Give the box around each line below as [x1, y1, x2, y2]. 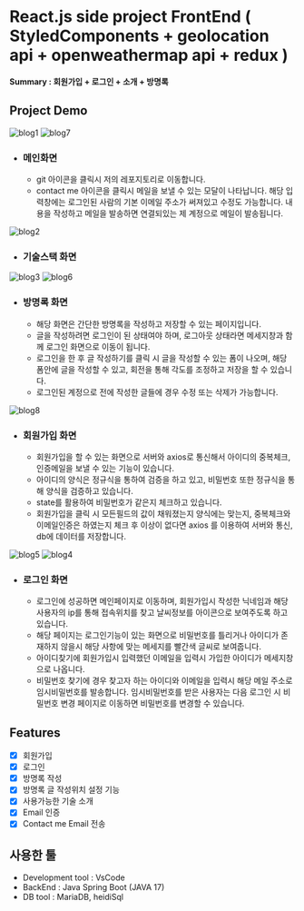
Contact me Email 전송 [22, 818, 106, 829]
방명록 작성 [22, 773, 63, 784]
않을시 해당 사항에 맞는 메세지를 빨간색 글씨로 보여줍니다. [60, 641, 261, 652]
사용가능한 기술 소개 [22, 796, 93, 807]
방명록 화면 [22, 296, 68, 309]
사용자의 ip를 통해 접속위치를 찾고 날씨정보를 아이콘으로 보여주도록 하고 [35, 607, 289, 619]
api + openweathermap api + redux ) [9, 45, 289, 65]
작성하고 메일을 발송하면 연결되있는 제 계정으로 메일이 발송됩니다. [53, 208, 284, 219]
